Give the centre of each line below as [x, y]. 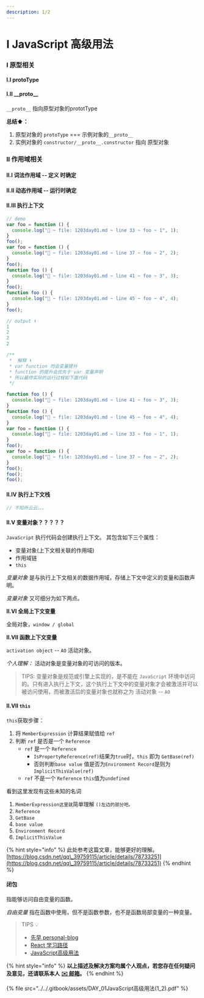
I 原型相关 [20, 65]
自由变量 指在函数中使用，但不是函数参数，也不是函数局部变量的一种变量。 [101, 912]
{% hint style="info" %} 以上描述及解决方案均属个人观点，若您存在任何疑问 [101, 966]
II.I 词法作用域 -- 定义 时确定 [41, 175]
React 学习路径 [49, 945]
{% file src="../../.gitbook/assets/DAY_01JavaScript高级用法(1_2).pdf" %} [97, 989]
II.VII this [18, 706]
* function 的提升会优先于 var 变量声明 [56, 372]
